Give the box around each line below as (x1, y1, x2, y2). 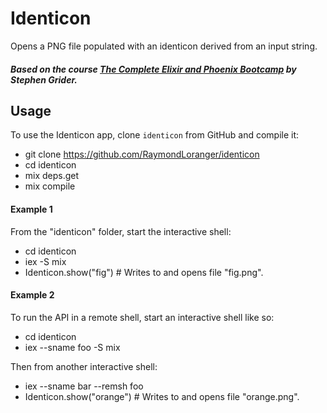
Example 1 (10, 203, 53, 215)
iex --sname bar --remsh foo (24, 380, 144, 392)
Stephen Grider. (10, 73, 78, 86)
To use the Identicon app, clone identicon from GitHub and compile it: (10, 129, 300, 141)
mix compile (24, 180, 76, 192)
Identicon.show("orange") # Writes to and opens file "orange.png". (24, 390, 300, 402)
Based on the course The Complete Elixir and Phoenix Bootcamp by (10, 63, 297, 75)
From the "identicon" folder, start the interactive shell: (10, 225, 232, 237)
